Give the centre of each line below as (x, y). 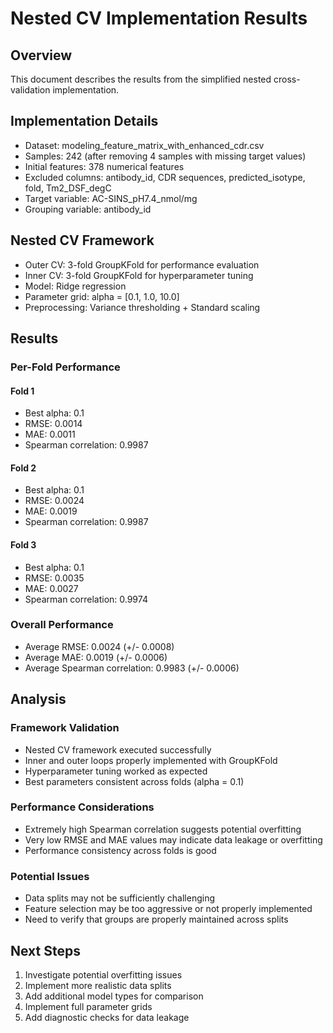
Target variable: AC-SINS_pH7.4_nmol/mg (111, 198)
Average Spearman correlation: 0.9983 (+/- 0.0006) (132, 668)
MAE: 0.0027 (51, 588)
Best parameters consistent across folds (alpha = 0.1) (134, 781)
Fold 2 (23, 468)
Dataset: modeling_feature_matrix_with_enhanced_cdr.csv (144, 145)
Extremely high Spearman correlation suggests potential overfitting (163, 829)
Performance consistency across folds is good (120, 850)
